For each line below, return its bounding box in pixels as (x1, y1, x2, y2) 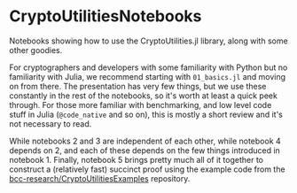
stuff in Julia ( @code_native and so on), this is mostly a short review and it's (9, 109, 284, 120)
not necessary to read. (9, 118, 92, 129)
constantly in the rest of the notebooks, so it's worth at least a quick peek (9, 90, 277, 101)
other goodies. (9, 44, 63, 55)
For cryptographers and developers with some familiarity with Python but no (9, 62, 288, 73)
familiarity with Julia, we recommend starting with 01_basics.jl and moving (9, 71, 286, 81)
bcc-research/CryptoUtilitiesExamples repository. (9, 173, 191, 183)
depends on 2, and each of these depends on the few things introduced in (9, 144, 281, 156)
